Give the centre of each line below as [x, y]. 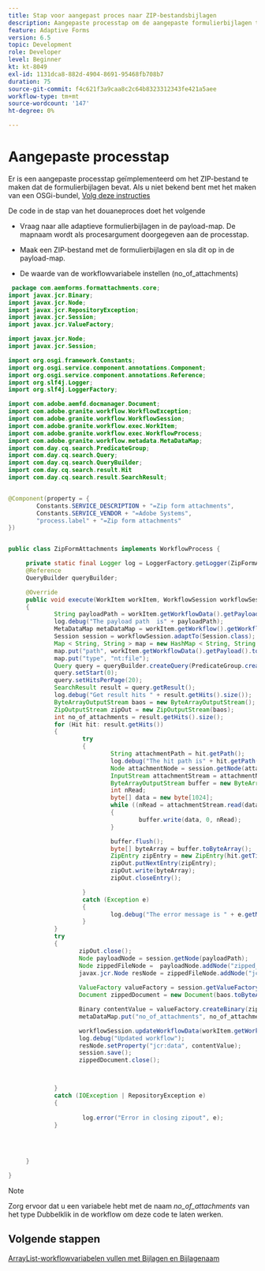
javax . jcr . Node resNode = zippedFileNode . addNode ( [163, 973]
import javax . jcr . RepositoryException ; [74, 310]
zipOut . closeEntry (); [146, 878]
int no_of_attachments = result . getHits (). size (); [139, 717]
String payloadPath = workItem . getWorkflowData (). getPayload [157, 614]
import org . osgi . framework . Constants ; [72, 360]
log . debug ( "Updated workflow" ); [132, 1038]
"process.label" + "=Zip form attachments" [109, 521]
